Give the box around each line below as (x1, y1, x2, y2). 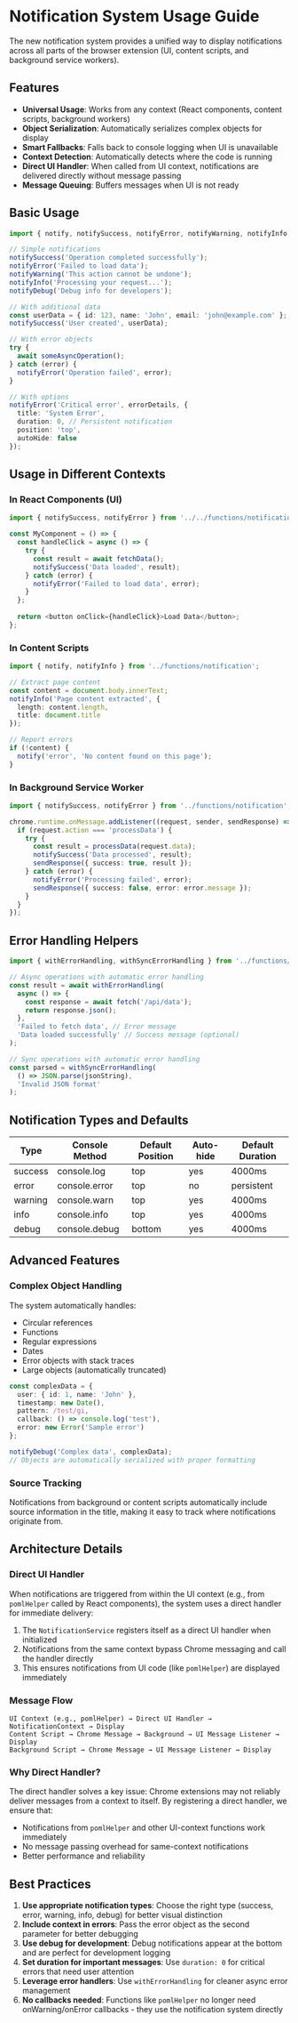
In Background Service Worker (9, 781, 145, 794)
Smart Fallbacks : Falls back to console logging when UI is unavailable (21, 141, 278, 152)
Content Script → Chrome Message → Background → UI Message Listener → (9, 1729, 279, 1738)
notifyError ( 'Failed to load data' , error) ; (32, 579, 200, 588)
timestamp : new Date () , (17, 1398, 105, 1407)
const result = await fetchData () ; (32, 554, 165, 563)
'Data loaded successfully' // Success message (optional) (17, 1030, 240, 1040)
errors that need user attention (21, 1966, 135, 1977)
